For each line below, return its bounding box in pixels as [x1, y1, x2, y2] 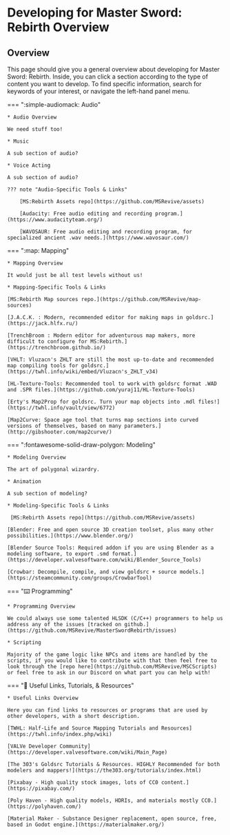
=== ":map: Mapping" [7, 247, 70, 254]
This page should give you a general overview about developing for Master [7, 65, 220, 73]
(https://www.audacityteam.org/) [7, 216, 103, 223]
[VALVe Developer [7, 743, 57, 750]
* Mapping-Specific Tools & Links [7, 284, 107, 291]
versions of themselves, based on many [7, 422, 122, 429]
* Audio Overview [7, 114, 57, 121]
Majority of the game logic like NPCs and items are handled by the [7, 651, 208, 658]
